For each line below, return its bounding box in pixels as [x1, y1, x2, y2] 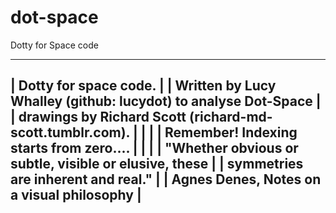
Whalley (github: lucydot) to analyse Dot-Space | [10, 93, 322, 110]
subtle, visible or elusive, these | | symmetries [10, 156, 304, 173]
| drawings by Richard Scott [10, 109, 187, 126]
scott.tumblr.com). [10, 124, 130, 141]
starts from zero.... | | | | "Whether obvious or [10, 140, 299, 157]
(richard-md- [189, 109, 273, 126]
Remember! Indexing [164, 124, 298, 141]
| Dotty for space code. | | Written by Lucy [10, 77, 277, 95]
